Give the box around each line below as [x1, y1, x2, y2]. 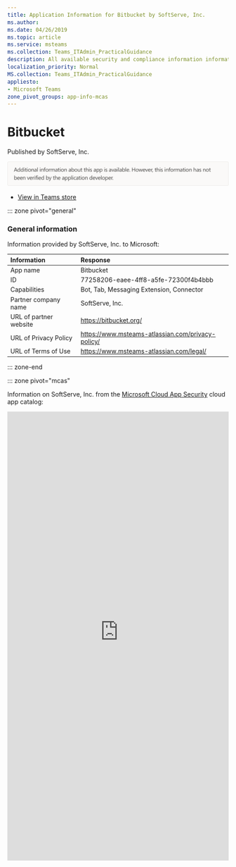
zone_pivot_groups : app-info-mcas [7, 93, 109, 100]
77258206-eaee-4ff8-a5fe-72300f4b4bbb [80, 275, 214, 285]
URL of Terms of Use [10, 347, 71, 356]
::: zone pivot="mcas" [7, 376, 70, 385]
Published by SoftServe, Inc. [7, 148, 90, 156]
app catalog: [7, 397, 44, 406]
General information [7, 224, 77, 234]
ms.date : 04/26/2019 [7, 26, 68, 33]
